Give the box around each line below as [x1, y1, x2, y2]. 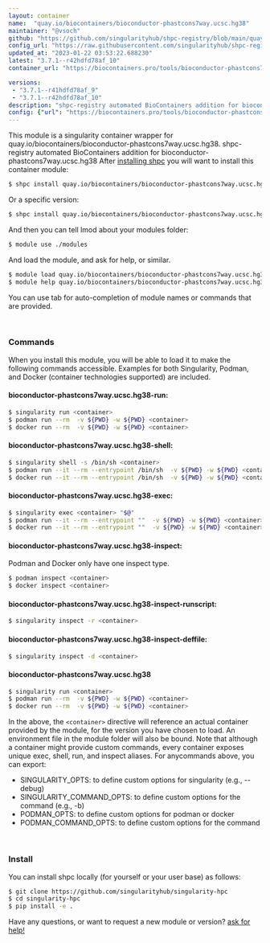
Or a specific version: [8, 195, 80, 204]
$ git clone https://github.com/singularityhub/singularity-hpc [8, 888, 228, 896]
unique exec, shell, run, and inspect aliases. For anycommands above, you [8, 751, 255, 761]
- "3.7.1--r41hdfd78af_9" [11, 86, 99, 94]
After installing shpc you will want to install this [99, 156, 255, 166]
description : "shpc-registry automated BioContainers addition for [8, 101, 239, 109]
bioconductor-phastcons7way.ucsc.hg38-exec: [8, 491, 174, 501]
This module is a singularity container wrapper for [8, 130, 174, 141]
